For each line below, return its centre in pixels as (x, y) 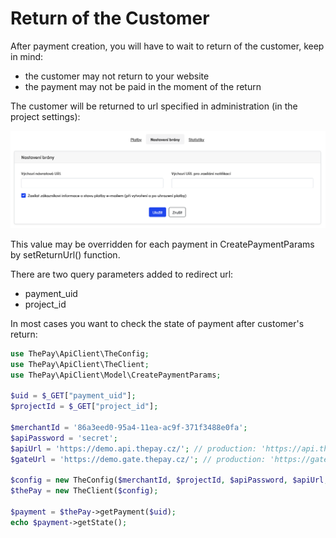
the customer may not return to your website (117, 76)
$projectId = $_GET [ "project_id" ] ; (84, 407)
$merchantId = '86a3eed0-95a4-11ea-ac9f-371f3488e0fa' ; (129, 428)
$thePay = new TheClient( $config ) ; (84, 491)
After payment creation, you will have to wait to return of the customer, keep (167, 46)
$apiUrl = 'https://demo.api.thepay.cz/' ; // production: (133, 448)
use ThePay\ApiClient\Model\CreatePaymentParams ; (116, 375)
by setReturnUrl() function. (65, 254)
